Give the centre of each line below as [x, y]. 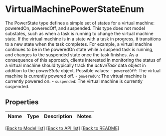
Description [58, 116]
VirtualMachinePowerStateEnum [75, 9]
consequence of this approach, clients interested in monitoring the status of [83, 60]
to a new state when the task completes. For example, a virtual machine [79, 44]
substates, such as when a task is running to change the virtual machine [79, 33]
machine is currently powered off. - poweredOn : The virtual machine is [76, 76]
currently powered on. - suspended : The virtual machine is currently [74, 81]
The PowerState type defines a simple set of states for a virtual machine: [80, 23]
